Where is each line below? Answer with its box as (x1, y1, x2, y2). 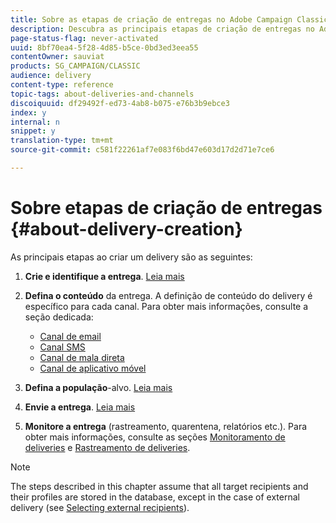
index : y (10, 107, 47, 118)
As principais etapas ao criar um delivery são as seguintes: (10, 251, 253, 263)
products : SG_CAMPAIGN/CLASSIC (10, 61, 141, 71)
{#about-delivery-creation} (10, 218, 243, 241)
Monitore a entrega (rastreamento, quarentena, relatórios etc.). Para (24, 420, 308, 432)
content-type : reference (10, 80, 114, 90)
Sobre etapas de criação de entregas (10, 197, 323, 220)
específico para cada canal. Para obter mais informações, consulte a (24, 300, 309, 312)
